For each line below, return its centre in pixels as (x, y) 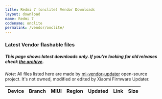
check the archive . (24, 61)
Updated (98, 91)
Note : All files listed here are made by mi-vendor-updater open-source (76, 74)
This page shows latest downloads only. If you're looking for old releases (81, 56)
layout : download (23, 14)
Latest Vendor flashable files (40, 45)
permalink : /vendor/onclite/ (35, 28)
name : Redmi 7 (20, 19)
